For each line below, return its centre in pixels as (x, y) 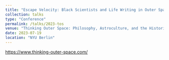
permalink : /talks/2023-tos (35, 24)
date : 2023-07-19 (23, 33)
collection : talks (24, 14)
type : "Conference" (26, 19)
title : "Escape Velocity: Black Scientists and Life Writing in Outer (81, 10)
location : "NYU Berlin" (30, 38)
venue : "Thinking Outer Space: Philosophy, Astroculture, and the (76, 28)
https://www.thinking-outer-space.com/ (47, 52)
